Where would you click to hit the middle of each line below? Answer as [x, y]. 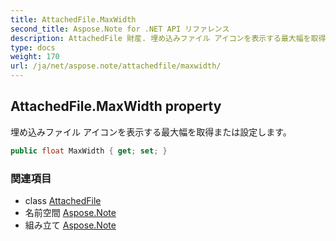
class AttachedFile [63, 200]
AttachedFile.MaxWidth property [116, 106]
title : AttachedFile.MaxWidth [73, 19]
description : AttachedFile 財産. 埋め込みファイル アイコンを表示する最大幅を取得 [168, 38]
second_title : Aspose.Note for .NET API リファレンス [120, 29]
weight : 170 [35, 57]
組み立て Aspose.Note [70, 225]
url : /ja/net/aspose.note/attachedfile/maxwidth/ [116, 66]
